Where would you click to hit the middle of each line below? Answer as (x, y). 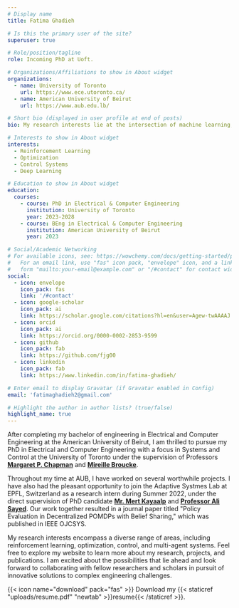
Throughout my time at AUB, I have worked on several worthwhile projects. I (119, 478)
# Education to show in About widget (63, 184)
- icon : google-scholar (49, 303)
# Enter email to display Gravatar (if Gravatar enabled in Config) (111, 388)
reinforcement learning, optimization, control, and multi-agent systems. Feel (118, 545)
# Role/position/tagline (44, 53)
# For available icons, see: (51, 256)
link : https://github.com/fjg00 (68, 356)
